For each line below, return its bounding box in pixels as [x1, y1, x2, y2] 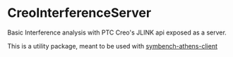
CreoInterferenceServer [7, 5, 152, 21]
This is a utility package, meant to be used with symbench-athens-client [7, 42, 217, 50]
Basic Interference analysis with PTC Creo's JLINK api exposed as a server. [7, 28, 227, 37]
